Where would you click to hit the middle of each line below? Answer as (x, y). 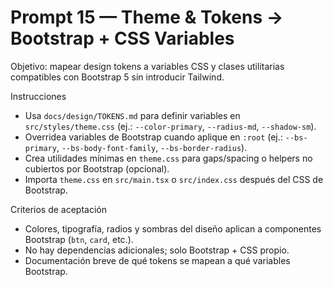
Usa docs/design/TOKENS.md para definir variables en (132, 115)
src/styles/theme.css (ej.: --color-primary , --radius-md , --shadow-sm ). (170, 126)
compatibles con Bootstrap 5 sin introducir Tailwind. (117, 77)
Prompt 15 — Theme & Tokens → (147, 17)
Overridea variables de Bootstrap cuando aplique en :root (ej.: (153, 137)
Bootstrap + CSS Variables (122, 38)
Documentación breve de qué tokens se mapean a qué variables (157, 260)
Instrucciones (38, 96)
